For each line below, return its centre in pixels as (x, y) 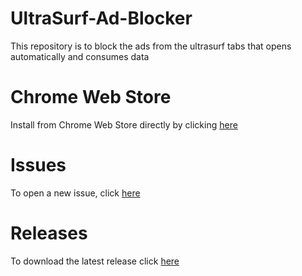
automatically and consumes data (80, 56)
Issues (38, 165)
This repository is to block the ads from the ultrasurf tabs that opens (151, 46)
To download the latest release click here (95, 261)
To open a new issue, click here (75, 193)
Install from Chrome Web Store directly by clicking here (124, 124)
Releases (49, 233)
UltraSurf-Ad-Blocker (101, 18)
